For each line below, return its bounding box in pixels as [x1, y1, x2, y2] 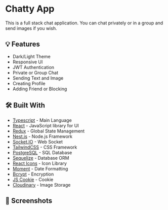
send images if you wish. [5, 25, 57, 31]
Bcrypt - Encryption [12, 171, 54, 177]
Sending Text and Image [12, 75, 64, 81]
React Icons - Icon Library [12, 160, 67, 166]
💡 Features [5, 40, 40, 49]
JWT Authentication [12, 64, 55, 70]
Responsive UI [12, 59, 43, 65]
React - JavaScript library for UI [12, 122, 79, 128]
